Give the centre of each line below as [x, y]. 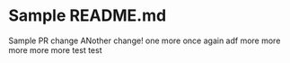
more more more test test [55, 49]
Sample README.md [88, 16]
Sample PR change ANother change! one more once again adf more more [145, 40]
